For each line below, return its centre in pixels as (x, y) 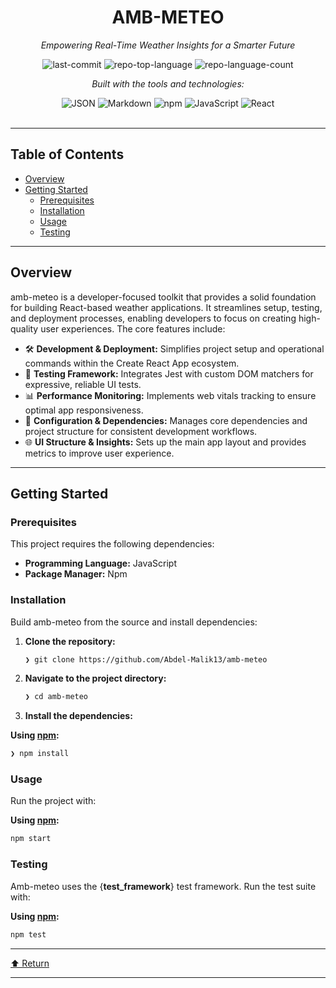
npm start (31, 839)
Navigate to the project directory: (95, 678)
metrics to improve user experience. (99, 453)
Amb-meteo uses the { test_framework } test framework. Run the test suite (163, 886)
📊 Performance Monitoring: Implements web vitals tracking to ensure (170, 395)
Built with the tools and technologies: (168, 83)
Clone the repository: (70, 641)
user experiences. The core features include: (133, 328)
